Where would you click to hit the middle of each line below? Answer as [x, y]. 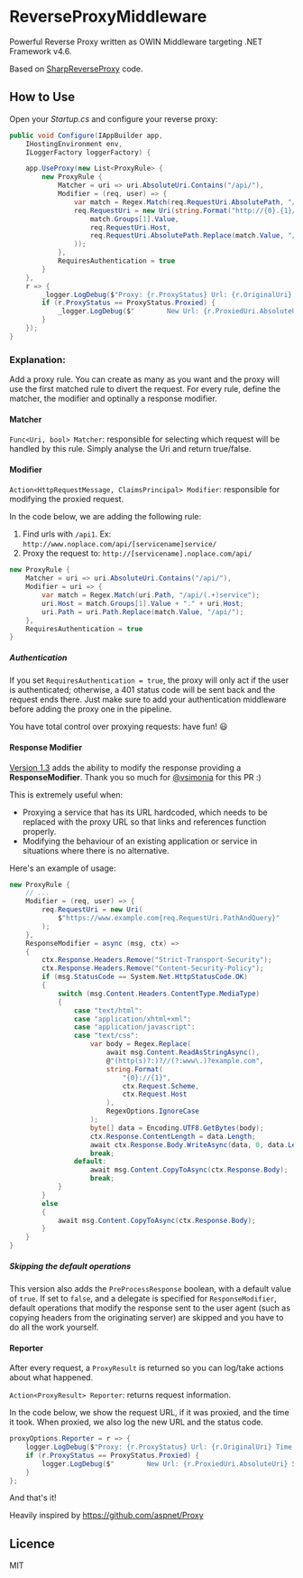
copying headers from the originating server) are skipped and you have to [147, 1317]
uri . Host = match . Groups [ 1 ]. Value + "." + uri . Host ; [143, 603]
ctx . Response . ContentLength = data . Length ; [173, 1136]
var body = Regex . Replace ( [141, 1044]
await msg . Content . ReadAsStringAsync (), [183, 1052]
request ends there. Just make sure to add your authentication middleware [148, 700]
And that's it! [33, 1498]
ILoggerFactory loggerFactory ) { [88, 152]
